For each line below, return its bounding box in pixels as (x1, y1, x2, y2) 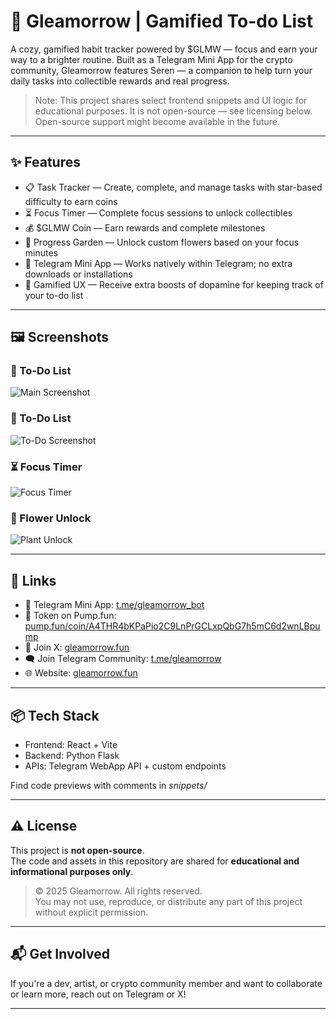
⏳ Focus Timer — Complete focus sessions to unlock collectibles (24, 206, 293, 219)
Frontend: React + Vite (24, 738, 118, 750)
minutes (24, 246, 58, 259)
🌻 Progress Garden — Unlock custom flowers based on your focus (24, 236, 300, 248)
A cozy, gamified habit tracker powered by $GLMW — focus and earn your (10, 43, 318, 55)
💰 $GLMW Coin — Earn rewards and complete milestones (24, 221, 266, 234)
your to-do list (24, 289, 84, 301)
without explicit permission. (34, 906, 149, 918)
